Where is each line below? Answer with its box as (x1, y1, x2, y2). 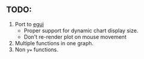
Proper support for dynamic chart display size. (23, 27, 139, 34)
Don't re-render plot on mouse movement (23, 33, 127, 41)
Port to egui (14, 20, 44, 27)
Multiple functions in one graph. (14, 39, 94, 46)
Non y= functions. (14, 46, 59, 53)
